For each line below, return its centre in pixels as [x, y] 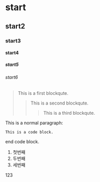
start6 [12, 77]
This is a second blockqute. [59, 103]
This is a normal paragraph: [34, 123]
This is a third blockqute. [69, 113]
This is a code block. [29, 132]
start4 [12, 53]
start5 [12, 64]
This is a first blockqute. [43, 93]
